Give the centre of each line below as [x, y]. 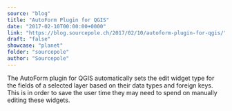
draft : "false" [29, 39]
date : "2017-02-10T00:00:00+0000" [57, 26]
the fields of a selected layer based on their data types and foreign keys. [110, 85]
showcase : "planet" [35, 46]
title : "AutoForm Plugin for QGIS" [58, 20]
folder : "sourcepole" [38, 52]
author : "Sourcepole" [38, 59]
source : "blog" [29, 13]
